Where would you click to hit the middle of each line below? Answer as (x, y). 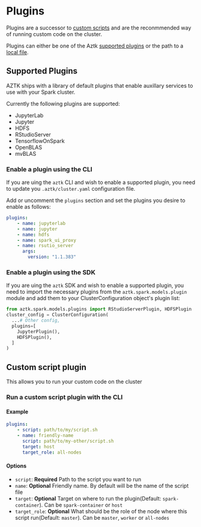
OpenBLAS (28, 147)
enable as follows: (28, 207)
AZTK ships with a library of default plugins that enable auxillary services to (100, 85)
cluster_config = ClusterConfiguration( (58, 315)
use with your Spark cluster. (41, 92)
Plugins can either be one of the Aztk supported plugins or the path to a (95, 46)
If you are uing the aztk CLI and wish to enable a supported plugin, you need (101, 182)
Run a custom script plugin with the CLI (64, 397)
